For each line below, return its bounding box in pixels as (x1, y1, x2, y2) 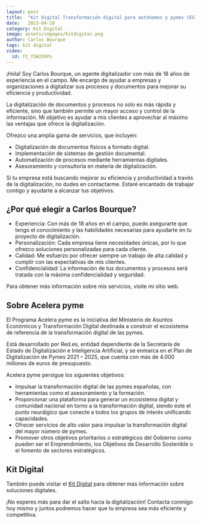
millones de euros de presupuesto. (6, 360, 92, 367)
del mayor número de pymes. (14, 428, 88, 435)
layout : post (6, 8, 39, 15)
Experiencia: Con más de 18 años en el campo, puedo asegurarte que (14, 220, 188, 227)
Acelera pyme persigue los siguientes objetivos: (6, 371, 125, 379)
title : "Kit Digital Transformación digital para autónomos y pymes (6, 14, 185, 20)
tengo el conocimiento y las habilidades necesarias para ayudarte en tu (14, 227, 192, 234)
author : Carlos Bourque (6, 37, 66, 43)
